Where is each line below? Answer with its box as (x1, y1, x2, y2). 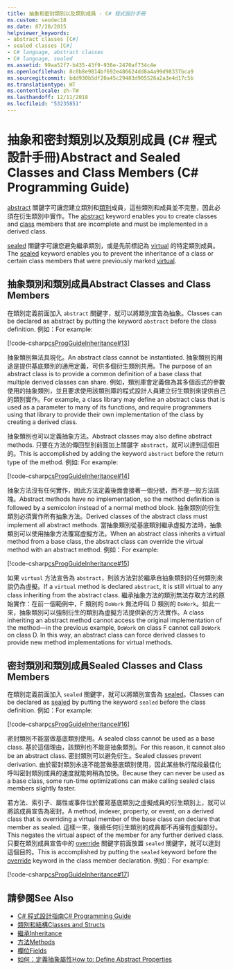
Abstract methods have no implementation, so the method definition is (19, 495, 221, 503)
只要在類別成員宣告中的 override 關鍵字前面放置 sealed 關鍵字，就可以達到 (7, 839, 221, 847)
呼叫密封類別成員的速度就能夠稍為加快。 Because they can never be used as (7, 769, 225, 777)
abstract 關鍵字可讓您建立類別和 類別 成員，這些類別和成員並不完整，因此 (7, 203, 215, 211)
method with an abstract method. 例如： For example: (7, 545, 159, 554)
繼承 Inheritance (17, 929, 62, 937)
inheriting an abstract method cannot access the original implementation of (7, 616, 222, 624)
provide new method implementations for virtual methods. (7, 638, 173, 646)
